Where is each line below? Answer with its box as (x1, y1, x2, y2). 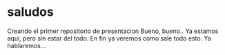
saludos (7, 4, 54, 20)
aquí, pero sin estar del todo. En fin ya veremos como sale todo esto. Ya (7, 34, 212, 42)
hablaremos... (7, 41, 46, 49)
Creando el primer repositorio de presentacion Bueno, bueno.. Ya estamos (7, 27, 219, 35)
